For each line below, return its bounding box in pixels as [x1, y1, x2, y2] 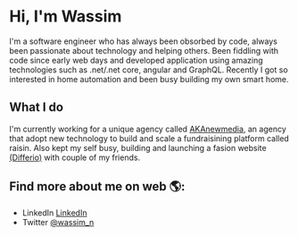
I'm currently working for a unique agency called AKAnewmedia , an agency [9, 123, 287, 134]
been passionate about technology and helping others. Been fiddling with [9, 45, 279, 55]
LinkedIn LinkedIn [21, 207, 87, 218]
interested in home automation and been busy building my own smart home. [9, 73, 289, 84]
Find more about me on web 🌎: [9, 179, 186, 194]
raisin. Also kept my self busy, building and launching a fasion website [9, 142, 267, 153]
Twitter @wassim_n [21, 216, 95, 227]
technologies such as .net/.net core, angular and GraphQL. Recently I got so [9, 64, 288, 75]
